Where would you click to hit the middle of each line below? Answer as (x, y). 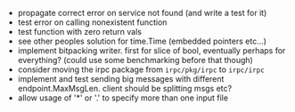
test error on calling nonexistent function (92, 22)
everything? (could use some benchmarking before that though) (135, 60)
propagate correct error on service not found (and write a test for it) (142, 13)
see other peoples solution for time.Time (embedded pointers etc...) (142, 41)
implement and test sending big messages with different (121, 79)
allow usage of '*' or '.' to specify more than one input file (123, 98)
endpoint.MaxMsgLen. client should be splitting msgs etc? (125, 88)
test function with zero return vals (80, 32)
